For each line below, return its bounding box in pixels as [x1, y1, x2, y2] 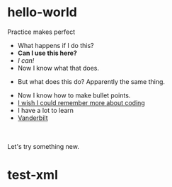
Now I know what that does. [17, 64, 99, 72]
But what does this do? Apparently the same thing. [17, 77, 165, 85]
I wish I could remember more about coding [17, 98, 145, 107]
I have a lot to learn [17, 106, 74, 114]
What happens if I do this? [17, 41, 94, 49]
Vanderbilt [17, 114, 48, 122]
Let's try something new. [7, 142, 79, 150]
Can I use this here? [17, 49, 78, 57]
